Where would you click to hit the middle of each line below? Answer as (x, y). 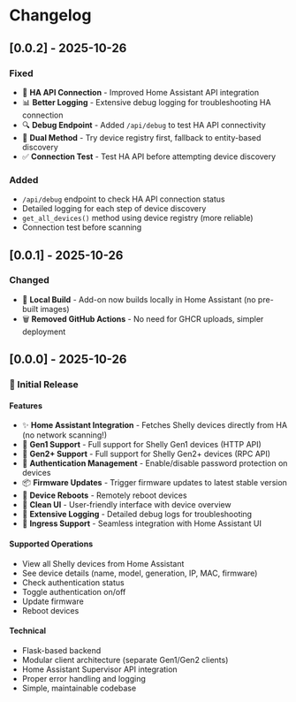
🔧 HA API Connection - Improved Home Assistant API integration (140, 92)
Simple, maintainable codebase (79, 688)
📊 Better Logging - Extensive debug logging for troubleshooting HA (146, 102)
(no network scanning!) (65, 435)
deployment (44, 332)
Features (26, 405)
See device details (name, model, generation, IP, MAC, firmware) (140, 573)
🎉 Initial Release (44, 385)
